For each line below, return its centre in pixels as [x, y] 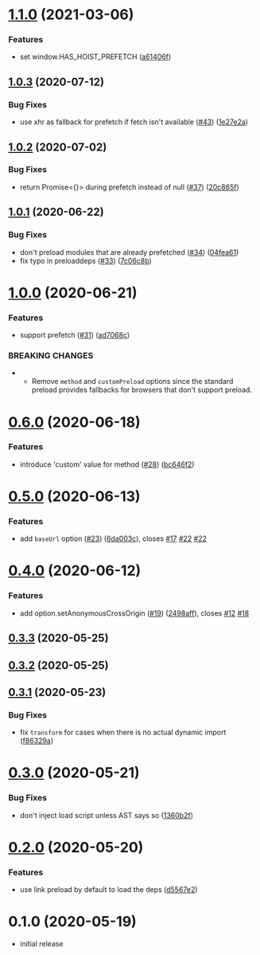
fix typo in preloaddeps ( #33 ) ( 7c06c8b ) [86, 260]
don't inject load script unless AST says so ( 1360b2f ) [106, 815]
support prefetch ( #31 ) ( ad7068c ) [75, 335]
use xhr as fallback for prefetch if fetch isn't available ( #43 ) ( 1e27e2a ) [134, 122]
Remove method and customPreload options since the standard [132, 382]
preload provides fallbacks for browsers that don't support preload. [142, 390]
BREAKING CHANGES [51, 355]
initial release [41, 944]
